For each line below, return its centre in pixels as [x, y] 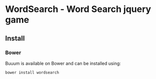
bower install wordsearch [32, 72]
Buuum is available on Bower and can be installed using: [63, 63]
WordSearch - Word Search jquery [78, 9]
